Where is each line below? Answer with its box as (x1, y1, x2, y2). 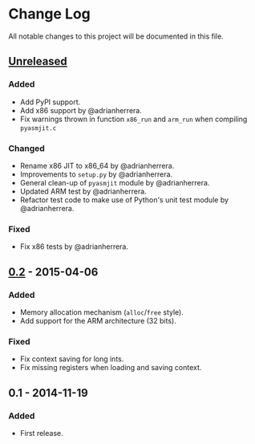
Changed (8, 142, 46, 153)
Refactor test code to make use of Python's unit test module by (19, 194, 229, 205)
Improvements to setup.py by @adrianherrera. (19, 169, 173, 179)
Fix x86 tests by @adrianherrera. (19, 242, 129, 251)
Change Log (8, 5, 91, 23)
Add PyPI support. (19, 97, 81, 107)
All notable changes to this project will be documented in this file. (8, 31, 225, 41)
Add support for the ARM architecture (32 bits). (19, 316, 176, 325)
